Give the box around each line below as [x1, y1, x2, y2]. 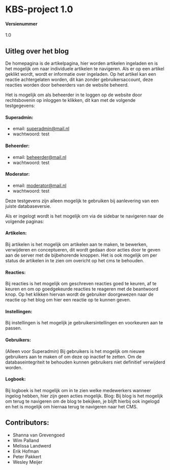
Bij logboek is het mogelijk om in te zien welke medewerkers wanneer [5, 387, 151, 393]
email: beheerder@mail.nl [12, 154, 67, 160]
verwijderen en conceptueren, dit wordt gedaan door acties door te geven [5, 247, 160, 253]
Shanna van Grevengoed [12, 432, 65, 438]
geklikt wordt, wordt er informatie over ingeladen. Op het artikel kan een [5, 71, 156, 77]
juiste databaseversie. [5, 203, 51, 209]
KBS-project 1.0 [5, 4, 73, 15]
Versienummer [5, 20, 38, 26]
